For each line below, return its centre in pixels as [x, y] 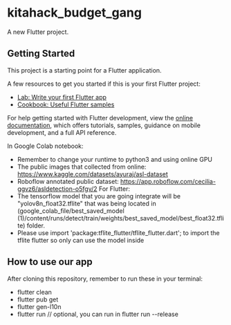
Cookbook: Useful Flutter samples [66, 104]
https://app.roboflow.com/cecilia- [168, 181]
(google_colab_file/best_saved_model [71, 211]
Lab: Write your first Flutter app [62, 97]
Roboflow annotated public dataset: [68, 181]
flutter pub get [38, 299]
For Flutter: [114, 189]
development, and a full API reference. [62, 132]
